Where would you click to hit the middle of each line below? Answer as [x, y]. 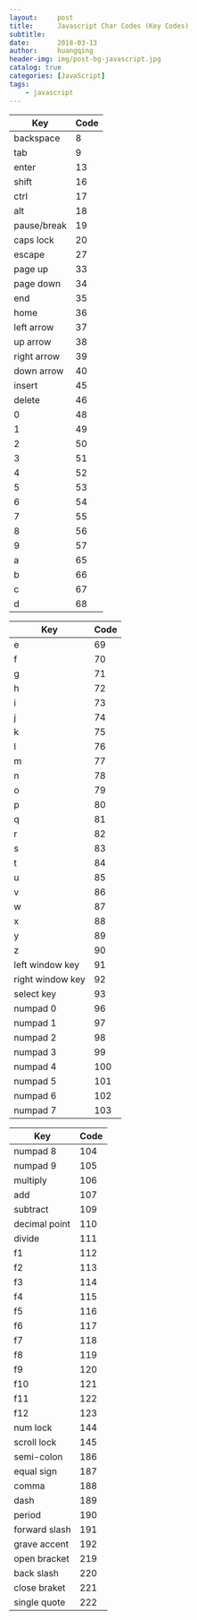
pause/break [40, 225]
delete [27, 399]
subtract [31, 1209]
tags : [19, 84]
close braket [40, 1588]
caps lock [34, 240]
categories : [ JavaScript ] [57, 76]
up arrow [33, 341]
